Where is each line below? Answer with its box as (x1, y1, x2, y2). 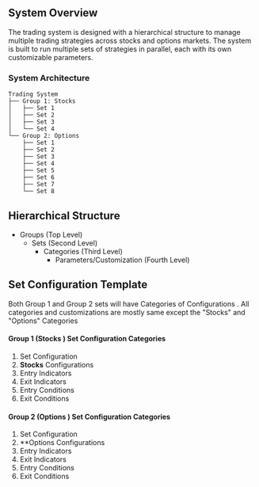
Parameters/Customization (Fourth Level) (55, 255, 190, 264)
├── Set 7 (22, 181, 55, 188)
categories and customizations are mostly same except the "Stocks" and (8, 307, 246, 317)
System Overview (8, 6, 98, 20)
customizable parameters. (8, 52, 93, 62)
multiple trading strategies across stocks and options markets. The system (8, 36, 252, 45)
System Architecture (8, 72, 90, 83)
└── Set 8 (22, 188, 55, 196)
